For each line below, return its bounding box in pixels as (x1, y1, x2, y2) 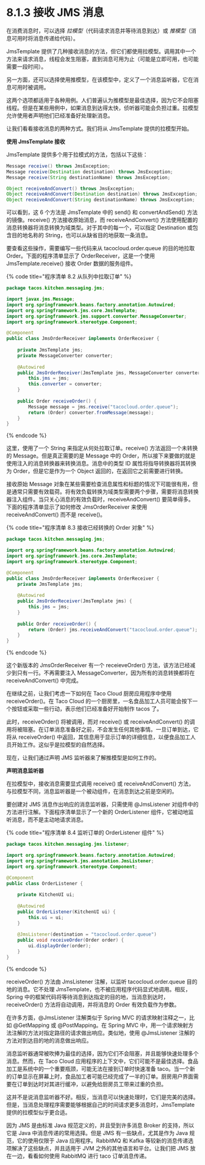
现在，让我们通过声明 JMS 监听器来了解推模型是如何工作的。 (6, 754, 160, 761)
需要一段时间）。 (6, 62, 47, 70)
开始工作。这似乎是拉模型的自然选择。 (11, 741, 108, 749)
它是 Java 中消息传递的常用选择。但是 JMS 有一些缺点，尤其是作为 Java (6, 1129, 188, 1136)
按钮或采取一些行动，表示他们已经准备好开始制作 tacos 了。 (11, 705, 163, 712)
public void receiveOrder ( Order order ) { (17, 937, 124, 944)
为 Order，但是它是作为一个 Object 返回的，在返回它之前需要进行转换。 (6, 467, 186, 475)
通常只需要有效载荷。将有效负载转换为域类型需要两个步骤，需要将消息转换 (11, 488, 199, 495)
